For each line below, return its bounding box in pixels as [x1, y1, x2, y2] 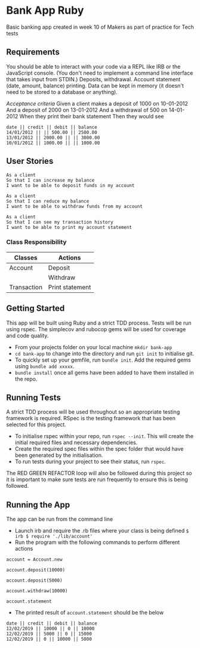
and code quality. [6, 332, 49, 339]
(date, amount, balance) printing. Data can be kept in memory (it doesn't [6, 82, 184, 89]
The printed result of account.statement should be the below [14, 609, 164, 616]
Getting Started [6, 303, 65, 314]
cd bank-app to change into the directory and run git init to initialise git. [14, 350, 195, 357]
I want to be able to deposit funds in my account [6, 182, 135, 188]
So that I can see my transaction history [6, 219, 113, 225]
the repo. [14, 375, 38, 383]
